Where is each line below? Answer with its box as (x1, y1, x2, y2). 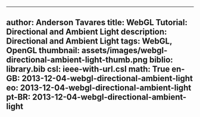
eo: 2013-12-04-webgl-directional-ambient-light (6, 83, 192, 93)
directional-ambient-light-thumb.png (6, 55, 148, 65)
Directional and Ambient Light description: (6, 27, 167, 37)
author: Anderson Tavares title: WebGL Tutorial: (6, 17, 187, 27)
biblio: (149, 55, 174, 65)
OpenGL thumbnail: (6, 45, 80, 56)
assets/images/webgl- (81, 45, 168, 56)
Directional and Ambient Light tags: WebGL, (6, 36, 173, 47)
